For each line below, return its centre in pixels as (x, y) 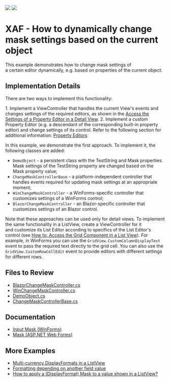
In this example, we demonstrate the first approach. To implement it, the (80, 145)
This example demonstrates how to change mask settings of (69, 65)
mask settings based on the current (82, 40)
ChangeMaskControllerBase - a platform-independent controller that (82, 177)
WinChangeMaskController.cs (44, 290)
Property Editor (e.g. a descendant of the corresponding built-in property (82, 124)
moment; (22, 187)
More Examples (30, 351)
